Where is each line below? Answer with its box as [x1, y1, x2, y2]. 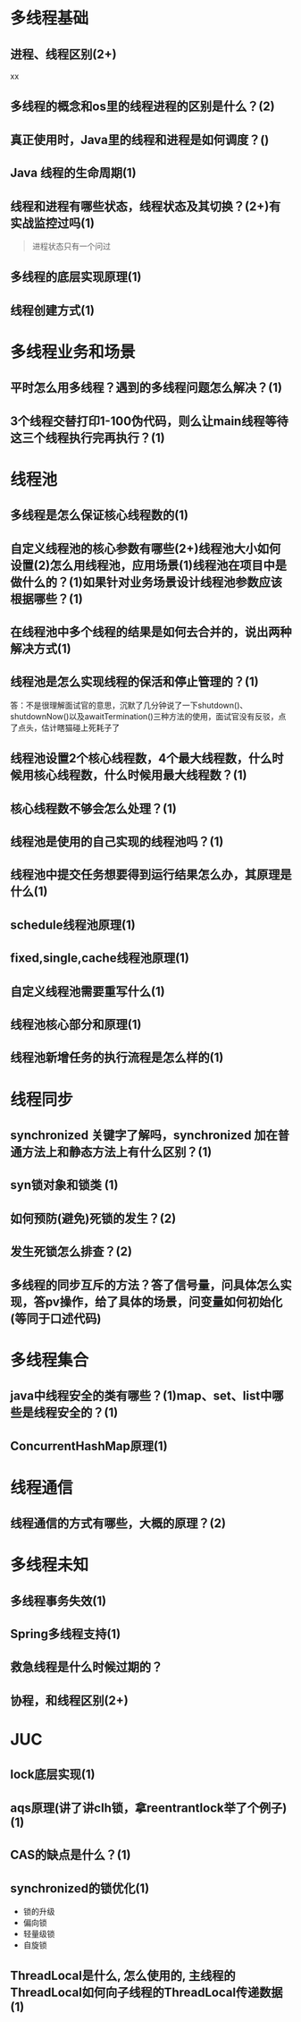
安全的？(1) [56, 1406, 119, 1421]
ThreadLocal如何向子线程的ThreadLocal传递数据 [10, 1985, 283, 2001]
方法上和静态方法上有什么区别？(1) [21, 1144, 213, 1160]
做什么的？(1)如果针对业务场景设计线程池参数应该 [10, 574, 282, 590]
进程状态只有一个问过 [31, 241, 111, 251]
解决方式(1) [10, 641, 71, 657]
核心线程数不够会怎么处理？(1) [10, 801, 177, 816]
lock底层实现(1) [10, 1767, 96, 1782]
